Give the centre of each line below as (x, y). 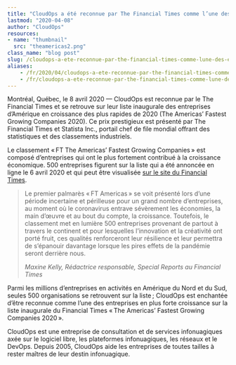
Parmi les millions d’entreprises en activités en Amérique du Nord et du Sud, (117, 288)
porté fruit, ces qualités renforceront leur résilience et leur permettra (123, 238)
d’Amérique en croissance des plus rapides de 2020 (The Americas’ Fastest (117, 114)
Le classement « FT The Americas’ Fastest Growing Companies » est (106, 150)
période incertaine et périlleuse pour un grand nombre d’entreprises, (124, 201)
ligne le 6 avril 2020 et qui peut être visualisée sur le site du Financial (107, 172)
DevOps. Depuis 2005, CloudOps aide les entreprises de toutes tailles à (111, 347)
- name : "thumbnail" (38, 40)
